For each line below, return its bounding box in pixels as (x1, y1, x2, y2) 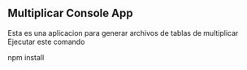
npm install (7, 52, 45, 62)
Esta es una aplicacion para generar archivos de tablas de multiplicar (7, 28, 239, 37)
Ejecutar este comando (7, 37, 85, 46)
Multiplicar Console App (7, 7, 133, 20)
